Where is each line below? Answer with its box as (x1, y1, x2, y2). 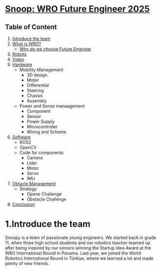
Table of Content (5, 23, 57, 31)
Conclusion (12, 201, 35, 207)
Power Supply (26, 118, 55, 124)
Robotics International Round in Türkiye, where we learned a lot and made (5, 255, 154, 261)
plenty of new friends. (5, 260, 50, 266)
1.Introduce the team (5, 218, 91, 230)
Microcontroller (26, 124, 58, 130)
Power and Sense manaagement (19, 103, 85, 109)
